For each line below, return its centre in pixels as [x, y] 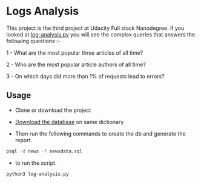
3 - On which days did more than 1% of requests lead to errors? [85, 76]
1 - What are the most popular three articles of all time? [75, 52]
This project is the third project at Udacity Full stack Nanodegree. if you [95, 28]
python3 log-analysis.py [38, 174]
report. [24, 140]
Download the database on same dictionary [69, 122]
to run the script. [36, 163]
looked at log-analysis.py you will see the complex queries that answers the [101, 34]
